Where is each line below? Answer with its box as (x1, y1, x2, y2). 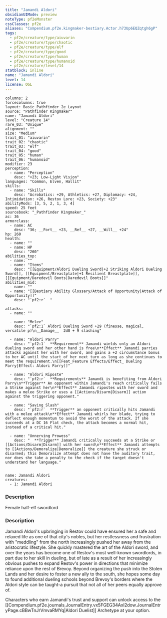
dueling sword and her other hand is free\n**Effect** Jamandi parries (5, 345, 157, 351)
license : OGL (5, 82, 32, 87)
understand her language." (5, 460, 61, 465)
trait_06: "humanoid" (5, 157, 50, 162)
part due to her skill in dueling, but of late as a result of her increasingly (5, 555, 152, 561)
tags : (5, 31, 16, 36)
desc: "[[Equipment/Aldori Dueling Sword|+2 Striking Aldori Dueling (14, 267, 162, 272)
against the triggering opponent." (5, 394, 79, 399)
